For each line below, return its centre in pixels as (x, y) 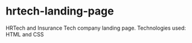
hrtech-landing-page (60, 11)
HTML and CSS (25, 34)
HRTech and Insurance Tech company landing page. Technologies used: (96, 28)
